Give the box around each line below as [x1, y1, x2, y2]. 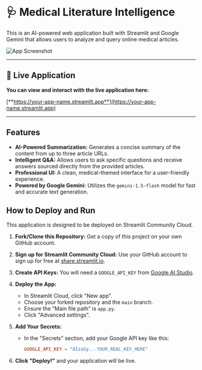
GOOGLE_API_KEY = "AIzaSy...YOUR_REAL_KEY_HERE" [23, 347, 148, 353]
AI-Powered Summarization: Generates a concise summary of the [14, 143, 181, 151]
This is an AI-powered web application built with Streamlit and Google [6, 29, 179, 37]
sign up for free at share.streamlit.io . [14, 257, 105, 265]
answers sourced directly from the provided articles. [14, 162, 145, 169]
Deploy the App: [14, 281, 57, 288]
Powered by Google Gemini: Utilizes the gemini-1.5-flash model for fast [14, 181, 196, 189]
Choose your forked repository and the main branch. [23, 299, 153, 306]
